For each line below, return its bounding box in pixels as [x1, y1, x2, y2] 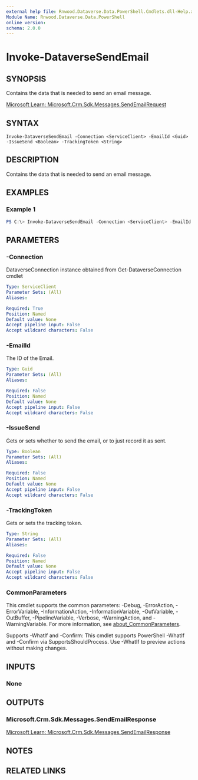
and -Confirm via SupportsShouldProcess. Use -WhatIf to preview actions [6, 638, 186, 645]
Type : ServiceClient [6, 284, 57, 290]
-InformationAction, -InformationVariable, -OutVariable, [41, 608, 175, 615]
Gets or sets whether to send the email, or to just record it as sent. [6, 437, 167, 444]
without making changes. [6, 644, 68, 652]
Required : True [6, 305, 44, 312]
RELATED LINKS [6, 766, 66, 776]
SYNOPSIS [6, 74, 47, 84]
